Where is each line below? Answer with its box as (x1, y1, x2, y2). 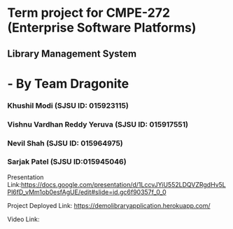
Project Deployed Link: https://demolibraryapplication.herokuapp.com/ (7, 201, 211, 209)
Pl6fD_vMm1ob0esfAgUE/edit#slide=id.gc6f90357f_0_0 (7, 188, 167, 196)
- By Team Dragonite (7, 76, 129, 92)
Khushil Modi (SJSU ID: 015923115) (7, 100, 129, 110)
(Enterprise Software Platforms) (7, 20, 197, 36)
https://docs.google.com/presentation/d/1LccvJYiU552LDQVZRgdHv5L (20, 180, 226, 188)
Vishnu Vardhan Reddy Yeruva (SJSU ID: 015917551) (7, 119, 189, 129)
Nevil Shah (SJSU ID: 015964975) (7, 138, 124, 148)
